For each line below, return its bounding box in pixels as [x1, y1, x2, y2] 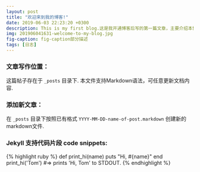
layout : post [6, 8, 39, 15]
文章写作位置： [6, 62, 49, 71]
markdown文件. [6, 123, 45, 130]
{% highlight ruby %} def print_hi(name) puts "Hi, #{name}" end [6, 152, 163, 160]
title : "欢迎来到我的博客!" [6, 14, 68, 20]
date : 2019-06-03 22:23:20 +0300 [6, 20, 89, 26]
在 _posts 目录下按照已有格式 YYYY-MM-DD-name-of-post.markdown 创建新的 [6, 115, 186, 122]
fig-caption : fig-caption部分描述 [6, 36, 88, 42]
